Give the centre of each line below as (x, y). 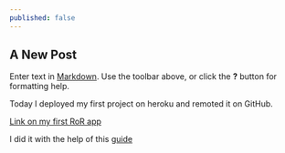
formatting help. (40, 87)
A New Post (43, 55)
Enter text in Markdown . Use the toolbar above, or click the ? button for (143, 76)
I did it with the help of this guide (71, 139)
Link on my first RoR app (56, 122)
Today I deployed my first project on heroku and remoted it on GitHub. (142, 104)
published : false (42, 18)
